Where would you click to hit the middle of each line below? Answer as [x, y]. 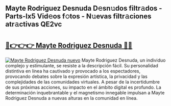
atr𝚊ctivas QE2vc [34, 24]
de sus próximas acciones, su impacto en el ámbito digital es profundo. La [83, 87]
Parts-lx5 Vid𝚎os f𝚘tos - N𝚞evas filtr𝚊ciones [78, 17]
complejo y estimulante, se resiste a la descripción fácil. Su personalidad [82, 65]
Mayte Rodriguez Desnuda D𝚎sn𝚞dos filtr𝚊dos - [84, 8]
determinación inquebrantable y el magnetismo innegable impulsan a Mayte [85, 93]
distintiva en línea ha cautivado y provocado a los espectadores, [73, 71]
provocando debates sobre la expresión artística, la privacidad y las [77, 76]
